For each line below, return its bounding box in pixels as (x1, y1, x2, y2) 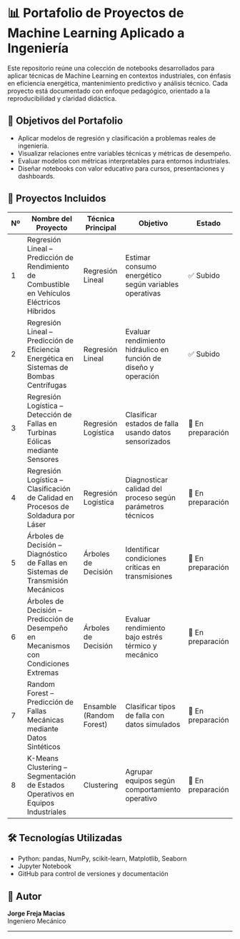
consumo (124, 261, 157, 271)
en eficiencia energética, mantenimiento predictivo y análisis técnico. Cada (7, 79, 229, 87)
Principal (85, 222, 116, 232)
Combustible (27, 279, 70, 289)
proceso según (124, 493, 176, 503)
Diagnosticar (124, 475, 169, 485)
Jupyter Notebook (17, 862, 71, 870)
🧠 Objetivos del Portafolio (7, 115, 124, 127)
